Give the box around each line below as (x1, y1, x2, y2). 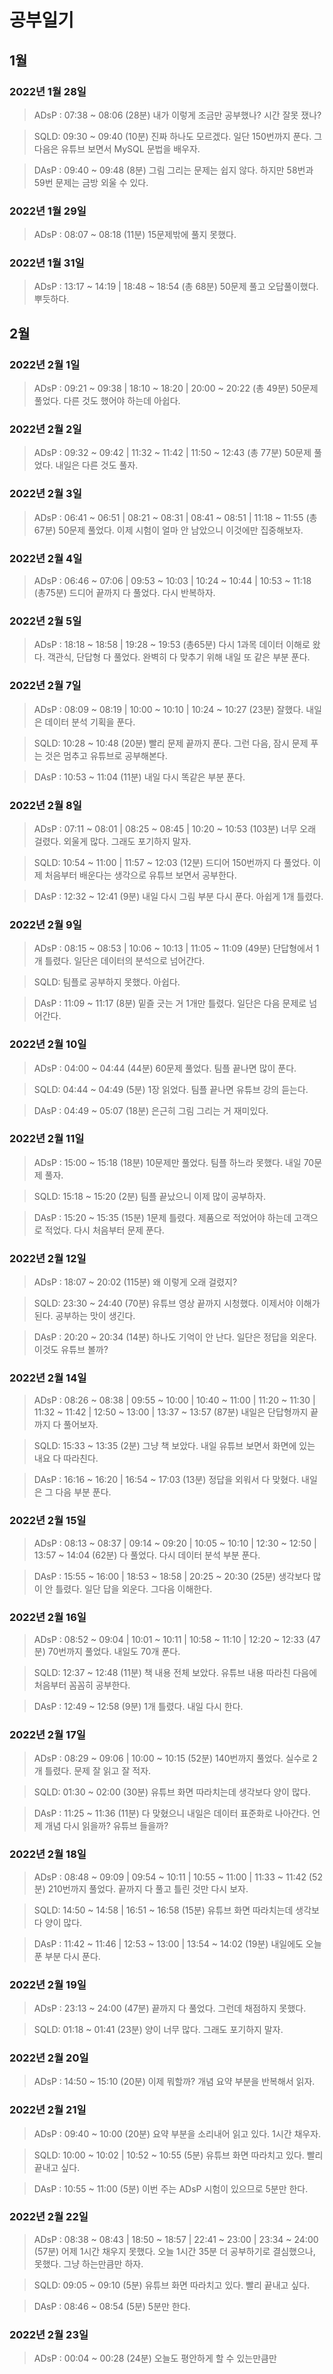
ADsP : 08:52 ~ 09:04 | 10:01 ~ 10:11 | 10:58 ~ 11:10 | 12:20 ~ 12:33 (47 (33, 1634, 321, 1646)
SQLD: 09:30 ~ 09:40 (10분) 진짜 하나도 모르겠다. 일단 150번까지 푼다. (33, 130, 312, 142)
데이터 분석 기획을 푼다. (44, 716, 136, 728)
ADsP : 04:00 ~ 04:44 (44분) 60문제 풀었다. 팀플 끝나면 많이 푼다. (33, 1062, 297, 1074)
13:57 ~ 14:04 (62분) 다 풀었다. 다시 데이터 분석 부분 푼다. (33, 1549, 261, 1561)
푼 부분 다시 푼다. (33, 1950, 101, 1962)
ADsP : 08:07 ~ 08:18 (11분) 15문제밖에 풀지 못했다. (33, 229, 237, 241)
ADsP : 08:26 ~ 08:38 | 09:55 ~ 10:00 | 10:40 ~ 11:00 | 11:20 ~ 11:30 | (33, 1394, 316, 1406)
